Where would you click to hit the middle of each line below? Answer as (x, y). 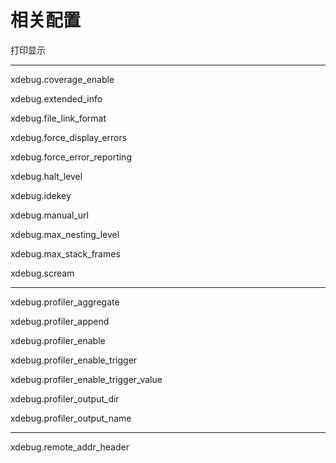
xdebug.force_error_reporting (71, 157)
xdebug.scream (42, 273)
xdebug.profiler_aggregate (65, 302)
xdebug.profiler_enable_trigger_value (86, 379)
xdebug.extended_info (56, 98)
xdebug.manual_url (50, 215)
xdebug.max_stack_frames (65, 253)
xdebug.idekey (41, 195)
